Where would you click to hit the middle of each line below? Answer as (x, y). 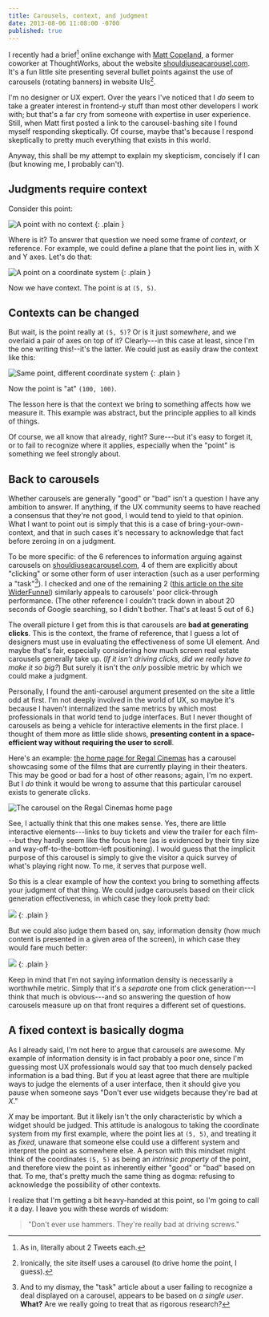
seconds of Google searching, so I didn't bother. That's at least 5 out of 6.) (131, 609)
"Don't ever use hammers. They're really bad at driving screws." (134, 1224)
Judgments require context (78, 189)
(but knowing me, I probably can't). (66, 164)
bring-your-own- (216, 524)
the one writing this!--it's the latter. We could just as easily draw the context (133, 349)
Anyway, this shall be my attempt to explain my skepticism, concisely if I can (134, 155)
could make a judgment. (48, 675)
